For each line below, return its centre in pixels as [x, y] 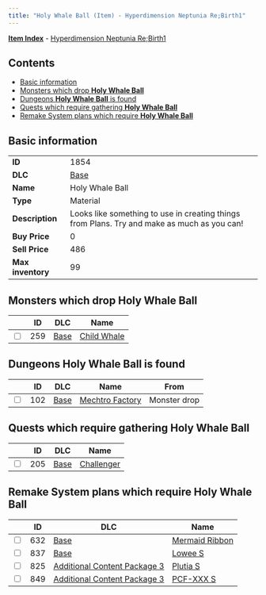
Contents [32, 63]
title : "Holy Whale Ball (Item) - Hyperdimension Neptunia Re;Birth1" [127, 15]
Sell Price [30, 249]
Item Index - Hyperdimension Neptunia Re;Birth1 [87, 38]
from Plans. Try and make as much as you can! [157, 224]
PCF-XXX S [194, 578]
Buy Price [31, 236]
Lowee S [188, 553]
